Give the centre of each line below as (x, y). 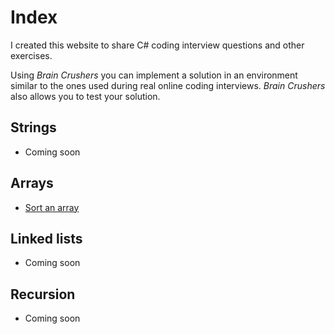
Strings (33, 127)
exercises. (31, 55)
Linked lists (46, 238)
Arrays (32, 183)
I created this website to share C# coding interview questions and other (157, 45)
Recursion (43, 294)
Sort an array (52, 207)
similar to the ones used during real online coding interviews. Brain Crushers (168, 85)
